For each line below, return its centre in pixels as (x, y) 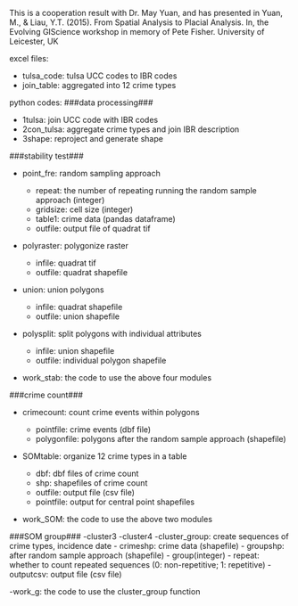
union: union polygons (63, 290)
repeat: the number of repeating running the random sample (146, 190)
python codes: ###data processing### (81, 102)
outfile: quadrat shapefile (81, 272)
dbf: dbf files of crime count (87, 473)
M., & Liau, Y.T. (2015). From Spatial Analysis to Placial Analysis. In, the (139, 22)
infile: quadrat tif (66, 263)
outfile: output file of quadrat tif (93, 228)
